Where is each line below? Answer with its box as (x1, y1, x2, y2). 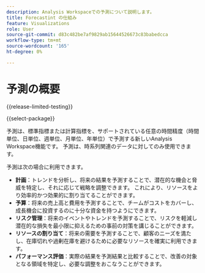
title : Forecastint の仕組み (6, 15, 77, 21)
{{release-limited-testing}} (6, 103, 73, 110)
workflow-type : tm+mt (6, 37, 62, 43)
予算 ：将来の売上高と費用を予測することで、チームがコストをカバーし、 (15, 199, 198, 206)
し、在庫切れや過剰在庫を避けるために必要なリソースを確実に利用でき (15, 237, 193, 244)
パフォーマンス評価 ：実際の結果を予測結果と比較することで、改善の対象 (15, 252, 198, 260)
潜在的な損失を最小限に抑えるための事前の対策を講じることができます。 (15, 222, 197, 229)
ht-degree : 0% (6, 49, 43, 55)
